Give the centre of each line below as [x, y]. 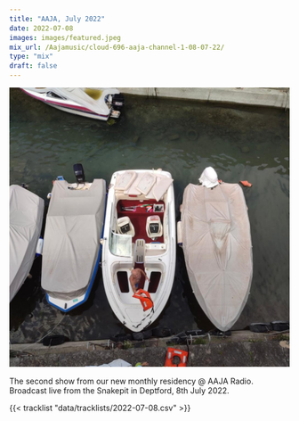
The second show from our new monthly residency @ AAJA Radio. [131, 381]
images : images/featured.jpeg [65, 37]
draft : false [33, 66]
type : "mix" [31, 57]
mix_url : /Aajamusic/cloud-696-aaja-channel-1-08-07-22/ [117, 47]
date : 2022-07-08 [41, 28]
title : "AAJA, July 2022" [57, 19]
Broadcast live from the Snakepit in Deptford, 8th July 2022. [119, 390]
